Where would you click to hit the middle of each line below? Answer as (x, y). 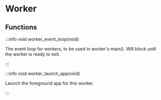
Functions (21, 27)
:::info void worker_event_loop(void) (42, 39)
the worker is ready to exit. (33, 54)
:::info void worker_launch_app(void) (43, 73)
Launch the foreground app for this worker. (49, 83)
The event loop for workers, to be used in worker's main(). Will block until (81, 49)
